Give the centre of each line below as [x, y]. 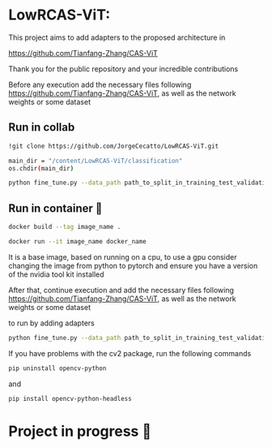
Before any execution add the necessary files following [100, 84]
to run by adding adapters [51, 323]
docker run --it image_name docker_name [78, 241]
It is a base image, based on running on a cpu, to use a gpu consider [123, 256]
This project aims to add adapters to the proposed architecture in [117, 37]
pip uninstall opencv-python [57, 368]
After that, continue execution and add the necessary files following [121, 290]
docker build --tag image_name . [65, 227]
